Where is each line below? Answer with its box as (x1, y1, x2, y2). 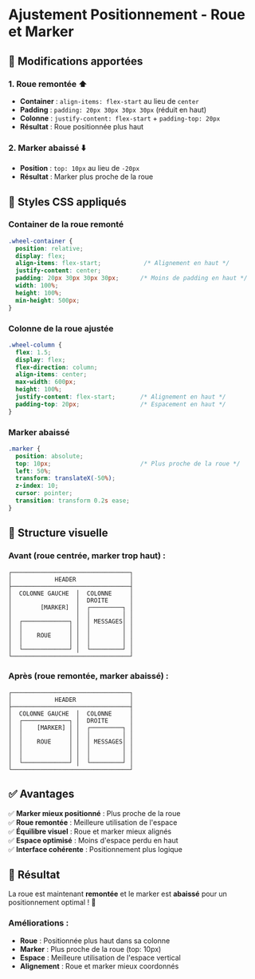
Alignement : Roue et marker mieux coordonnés (19, 961, 179, 971)
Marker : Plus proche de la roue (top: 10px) (19, 944, 162, 953)
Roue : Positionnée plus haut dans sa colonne (19, 936, 171, 945)
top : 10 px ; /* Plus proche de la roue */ (15, 459, 241, 468)
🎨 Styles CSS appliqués (8, 195, 127, 208)
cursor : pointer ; (15, 489, 73, 497)
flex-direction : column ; (15, 363, 98, 371)
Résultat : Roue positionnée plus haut (19, 121, 144, 131)
